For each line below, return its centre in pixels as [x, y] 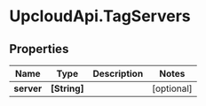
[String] [67, 88]
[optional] [172, 88]
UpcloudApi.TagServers [100, 16]
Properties [39, 49]
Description [118, 74]
